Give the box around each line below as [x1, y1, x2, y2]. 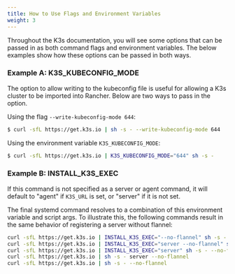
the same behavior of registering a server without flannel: [7, 220, 173, 229]
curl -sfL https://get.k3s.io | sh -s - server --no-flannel [7, 253, 190, 261]
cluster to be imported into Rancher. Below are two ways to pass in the [7, 92, 211, 100]
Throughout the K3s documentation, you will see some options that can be [7, 36, 222, 44]
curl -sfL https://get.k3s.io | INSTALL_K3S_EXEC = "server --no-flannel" [7, 240, 224, 247]
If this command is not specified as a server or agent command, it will [7, 185, 208, 193]
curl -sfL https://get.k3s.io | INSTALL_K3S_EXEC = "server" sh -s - [7, 247, 208, 254]
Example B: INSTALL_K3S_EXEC [7, 168, 119, 178]
